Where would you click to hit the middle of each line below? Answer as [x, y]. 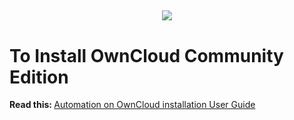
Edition [39, 77]
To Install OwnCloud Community [146, 55]
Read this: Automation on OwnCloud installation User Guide [132, 105]
